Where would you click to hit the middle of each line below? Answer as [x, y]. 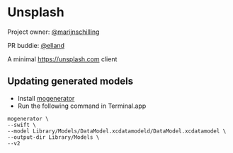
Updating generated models [70, 81]
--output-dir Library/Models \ [53, 137]
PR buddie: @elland [36, 45]
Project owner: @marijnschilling [53, 32]
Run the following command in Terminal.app [82, 106]
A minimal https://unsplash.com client [62, 59]
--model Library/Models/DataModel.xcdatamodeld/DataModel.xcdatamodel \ [117, 131]
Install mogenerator [46, 98]
